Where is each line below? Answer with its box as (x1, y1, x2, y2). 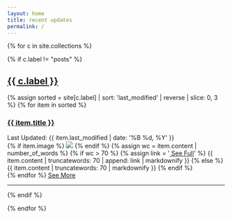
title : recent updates (7, 17, 72, 23)
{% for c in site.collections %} (7, 42, 92, 50)
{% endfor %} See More (7, 171, 76, 179)
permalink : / (7, 23, 45, 30)
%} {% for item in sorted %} (7, 101, 87, 109)
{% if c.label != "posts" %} (7, 55, 83, 63)
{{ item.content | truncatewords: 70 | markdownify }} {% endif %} (7, 163, 193, 172)
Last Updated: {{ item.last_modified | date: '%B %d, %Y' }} (7, 134, 175, 142)
